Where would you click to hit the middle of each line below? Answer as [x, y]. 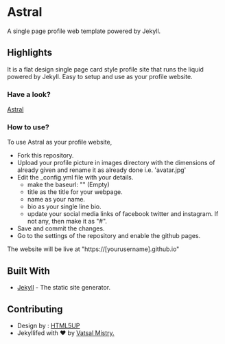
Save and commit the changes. [61, 228]
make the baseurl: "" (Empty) [68, 185]
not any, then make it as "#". [67, 222]
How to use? [28, 127]
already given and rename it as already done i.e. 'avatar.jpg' [102, 170]
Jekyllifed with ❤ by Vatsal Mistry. [66, 333]
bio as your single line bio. [64, 206]
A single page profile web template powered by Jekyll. [84, 31]
